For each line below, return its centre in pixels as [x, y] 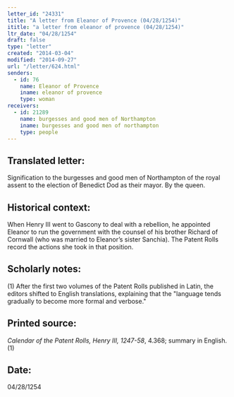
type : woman [37, 100]
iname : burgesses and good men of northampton [90, 125]
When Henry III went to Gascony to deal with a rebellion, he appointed [109, 224]
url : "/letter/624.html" [44, 66]
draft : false [26, 40]
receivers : [23, 106]
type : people [39, 132]
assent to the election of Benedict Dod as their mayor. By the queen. [106, 185]
